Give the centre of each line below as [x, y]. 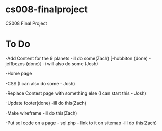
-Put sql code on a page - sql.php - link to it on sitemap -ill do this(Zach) [81, 123]
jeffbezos [15, 63]
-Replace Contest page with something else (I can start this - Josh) [76, 93]
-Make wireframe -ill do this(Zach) [41, 113]
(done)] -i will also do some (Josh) [62, 63]
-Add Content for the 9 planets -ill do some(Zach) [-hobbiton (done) [76, 58]
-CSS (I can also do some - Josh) [40, 83]
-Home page [19, 73]
